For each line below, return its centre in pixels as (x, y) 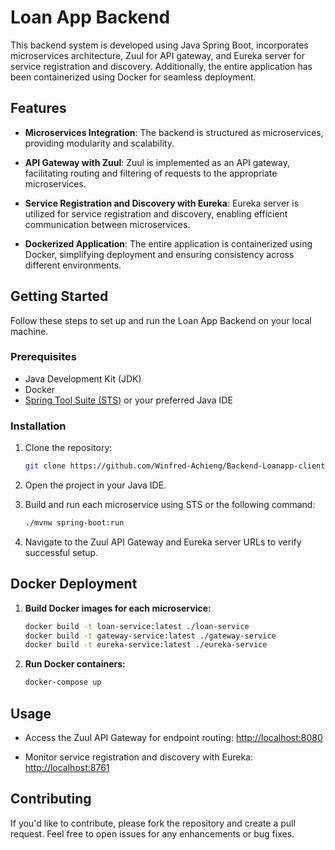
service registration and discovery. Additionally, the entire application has (161, 66)
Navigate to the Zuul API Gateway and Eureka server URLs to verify (163, 542)
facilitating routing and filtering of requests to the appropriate (151, 173)
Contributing (51, 799)
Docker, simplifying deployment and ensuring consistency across (159, 254)
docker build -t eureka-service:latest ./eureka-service (146, 645)
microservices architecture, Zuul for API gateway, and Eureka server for (158, 55)
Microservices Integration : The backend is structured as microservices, (174, 132)
